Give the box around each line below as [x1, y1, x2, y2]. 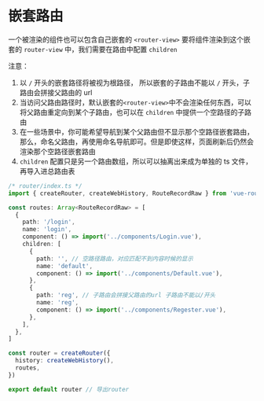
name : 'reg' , [36, 299, 79, 307]
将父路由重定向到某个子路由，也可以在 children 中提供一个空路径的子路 [19, 107, 251, 116]
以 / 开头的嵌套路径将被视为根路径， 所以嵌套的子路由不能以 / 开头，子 [19, 78, 250, 87]
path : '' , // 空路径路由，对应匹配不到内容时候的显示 [36, 255, 194, 263]
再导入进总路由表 [19, 166, 75, 175]
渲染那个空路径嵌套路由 [19, 146, 96, 156]
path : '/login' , [22, 218, 76, 226]
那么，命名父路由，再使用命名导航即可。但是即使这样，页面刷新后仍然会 [19, 137, 254, 146]
